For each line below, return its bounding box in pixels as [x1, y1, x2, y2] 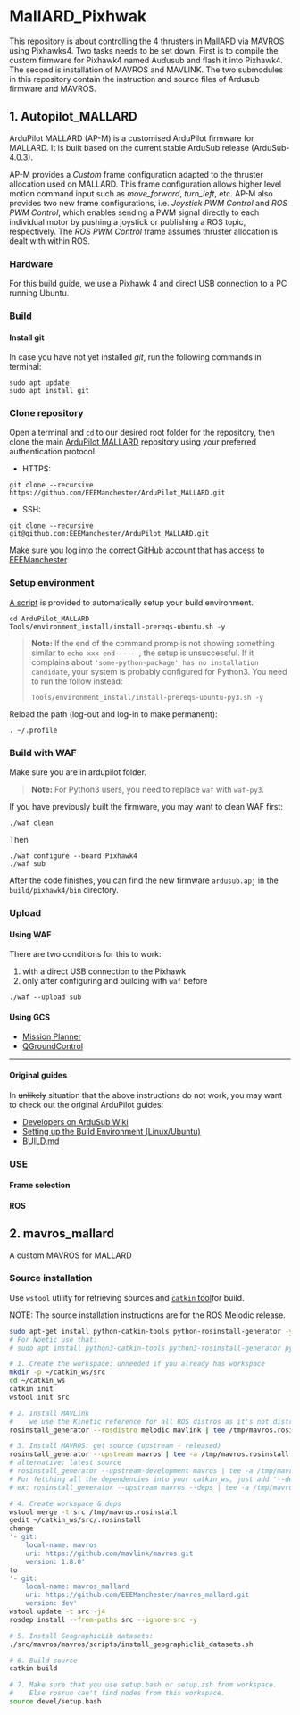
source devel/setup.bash [9, 1697, 102, 1706]
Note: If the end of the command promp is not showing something [30, 637, 275, 648]
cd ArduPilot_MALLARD [9, 614, 90, 623]
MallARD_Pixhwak [9, 6, 147, 27]
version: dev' [25, 1599, 78, 1608]
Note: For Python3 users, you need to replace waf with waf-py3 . [30, 784, 265, 795]
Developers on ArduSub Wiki [21, 1116, 129, 1127]
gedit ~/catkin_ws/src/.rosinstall [9, 1516, 142, 1525]
